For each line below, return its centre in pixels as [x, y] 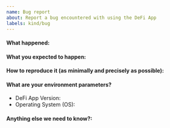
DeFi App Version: [38, 98]
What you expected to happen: [46, 57]
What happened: [28, 43]
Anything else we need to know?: [49, 118]
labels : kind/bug [28, 23]
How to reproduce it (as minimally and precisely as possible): [85, 71]
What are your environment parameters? [59, 84]
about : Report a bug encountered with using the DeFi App [81, 18]
